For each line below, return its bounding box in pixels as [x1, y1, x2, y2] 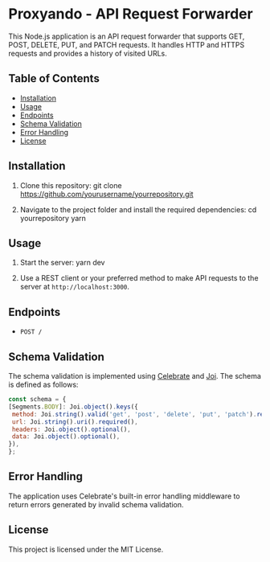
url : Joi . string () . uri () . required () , [11, 417, 138, 426]
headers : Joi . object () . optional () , [11, 425, 131, 433]
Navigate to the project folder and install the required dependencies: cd [19, 204, 257, 214]
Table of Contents [8, 72, 100, 85]
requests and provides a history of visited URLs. [8, 48, 167, 58]
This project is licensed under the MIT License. [8, 544, 164, 554]
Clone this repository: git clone [19, 180, 122, 190]
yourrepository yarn [19, 213, 87, 223]
